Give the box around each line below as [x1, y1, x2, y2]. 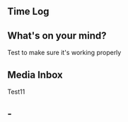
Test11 [7, 87, 25, 96]
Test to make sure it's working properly [7, 49, 122, 57]
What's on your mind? [7, 30, 107, 42]
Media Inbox [7, 68, 64, 80]
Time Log [7, 6, 50, 18]
